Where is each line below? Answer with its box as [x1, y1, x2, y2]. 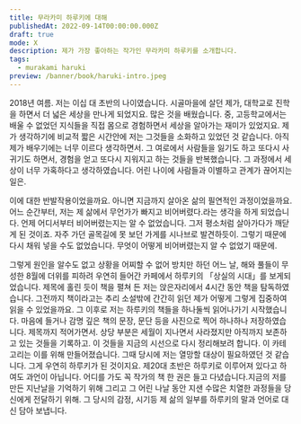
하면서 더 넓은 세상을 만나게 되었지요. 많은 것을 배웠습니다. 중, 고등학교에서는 [18, 109, 288, 119]
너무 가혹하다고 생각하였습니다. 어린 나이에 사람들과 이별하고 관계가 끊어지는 [25, 164, 293, 175]
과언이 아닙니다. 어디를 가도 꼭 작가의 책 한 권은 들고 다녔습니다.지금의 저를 [25, 371, 288, 382]
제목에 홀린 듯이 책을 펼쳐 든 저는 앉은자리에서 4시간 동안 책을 [42, 281, 259, 292]
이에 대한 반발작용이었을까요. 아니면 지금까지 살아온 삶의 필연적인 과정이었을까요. [9, 195, 293, 206]
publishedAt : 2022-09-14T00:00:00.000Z [9, 22, 159, 31]
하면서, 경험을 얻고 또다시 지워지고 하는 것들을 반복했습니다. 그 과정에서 [32, 154, 283, 164]
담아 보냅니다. [18, 405, 67, 416]
